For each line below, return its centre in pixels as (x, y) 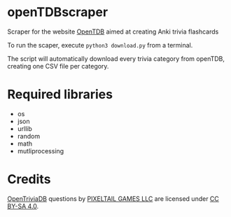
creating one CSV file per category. (58, 66)
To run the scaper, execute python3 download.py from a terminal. (100, 45)
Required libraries (60, 94)
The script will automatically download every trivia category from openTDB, (116, 58)
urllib (25, 128)
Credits (29, 180)
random (29, 136)
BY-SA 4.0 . (23, 206)
